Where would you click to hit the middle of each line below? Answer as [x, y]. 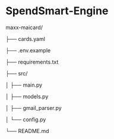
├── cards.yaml [26, 39]
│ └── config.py [26, 119]
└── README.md [27, 131]
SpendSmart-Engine [57, 11]
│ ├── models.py [27, 96]
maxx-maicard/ [24, 27]
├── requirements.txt [32, 62]
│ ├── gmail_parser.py [34, 108]
